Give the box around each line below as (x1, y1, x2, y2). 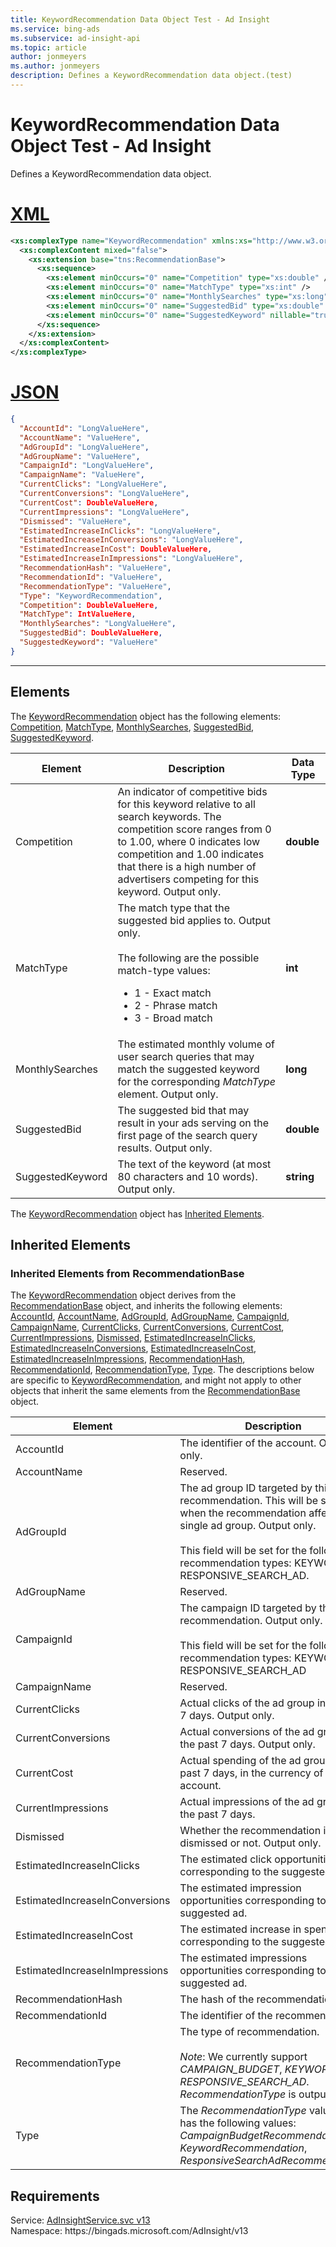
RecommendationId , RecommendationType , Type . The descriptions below (10, 1364, 315, 1376)
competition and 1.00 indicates (117, 847, 265, 861)
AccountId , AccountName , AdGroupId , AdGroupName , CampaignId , (10, 1311, 290, 1323)
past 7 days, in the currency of (179, 1766, 324, 1780)
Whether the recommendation (179, 1824, 322, 1838)
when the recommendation (179, 1506, 307, 1520)
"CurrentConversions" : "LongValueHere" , (19, 489, 190, 499)
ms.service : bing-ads (10, 24, 101, 34)
